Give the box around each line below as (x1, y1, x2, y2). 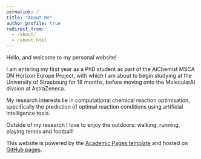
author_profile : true (6, 20, 61, 26)
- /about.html (12, 37, 47, 43)
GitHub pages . (6, 146, 42, 153)
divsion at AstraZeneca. (6, 85, 65, 92)
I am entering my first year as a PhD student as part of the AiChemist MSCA (6, 66, 195, 73)
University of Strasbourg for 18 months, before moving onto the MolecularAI (6, 78, 196, 86)
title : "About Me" (6, 15, 53, 21)
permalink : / (6, 8, 39, 15)
